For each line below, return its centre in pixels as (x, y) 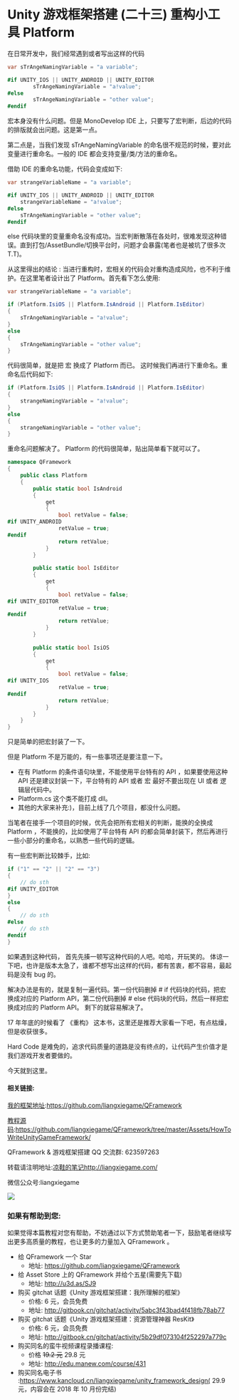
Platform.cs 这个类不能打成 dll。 (64, 799)
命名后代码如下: (30, 374)
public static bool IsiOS (71, 648)
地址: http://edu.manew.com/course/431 (87, 1364)
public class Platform (54, 476)
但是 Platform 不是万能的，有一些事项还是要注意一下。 (87, 757)
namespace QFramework (39, 462)
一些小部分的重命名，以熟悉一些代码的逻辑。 (73, 841)
